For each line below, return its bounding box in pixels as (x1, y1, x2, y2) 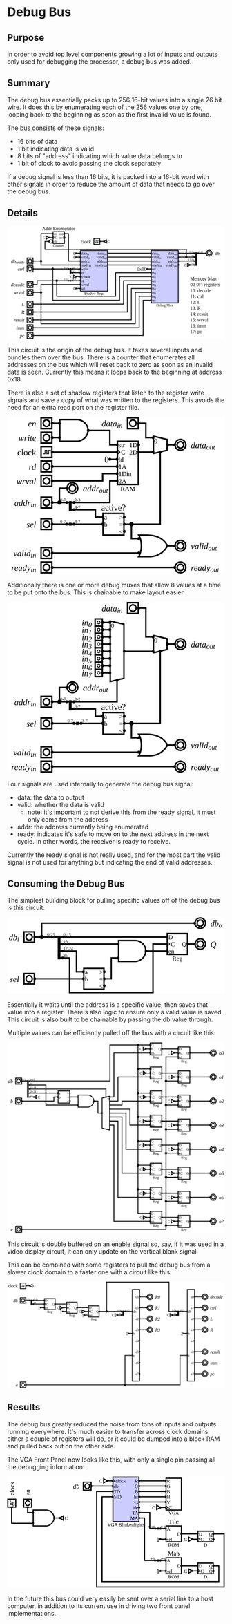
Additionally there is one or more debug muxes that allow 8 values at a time (7, 580, 222, 589)
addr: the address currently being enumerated (17, 822, 149, 831)
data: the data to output (17, 793, 85, 802)
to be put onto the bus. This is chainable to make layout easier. (7, 588, 185, 596)
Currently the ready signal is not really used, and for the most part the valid (7, 851, 221, 859)
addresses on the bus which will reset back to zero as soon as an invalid (7, 360, 213, 368)
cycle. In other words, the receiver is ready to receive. (17, 837, 171, 845)
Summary (7, 77, 50, 89)
